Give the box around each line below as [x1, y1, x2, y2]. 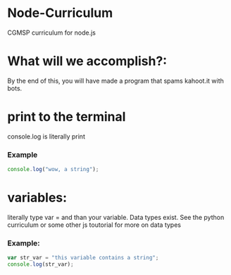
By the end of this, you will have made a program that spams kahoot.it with [7, 76, 224, 85]
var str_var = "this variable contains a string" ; [7, 254, 159, 262]
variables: [7, 189, 68, 206]
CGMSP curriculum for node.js [7, 28, 96, 37]
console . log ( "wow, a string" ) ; [7, 166, 99, 173]
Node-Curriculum [7, 5, 113, 21]
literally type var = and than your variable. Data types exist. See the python [7, 213, 225, 221]
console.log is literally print [7, 132, 86, 141]
